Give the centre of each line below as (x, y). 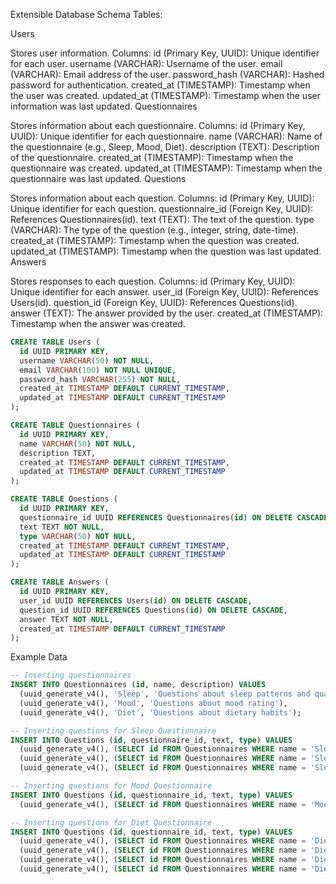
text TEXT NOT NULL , (62, 527)
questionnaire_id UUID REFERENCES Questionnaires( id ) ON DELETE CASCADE (174, 517)
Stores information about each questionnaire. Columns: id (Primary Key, (158, 125)
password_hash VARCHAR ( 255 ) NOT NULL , (100, 379)
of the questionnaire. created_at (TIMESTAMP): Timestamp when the (152, 157)
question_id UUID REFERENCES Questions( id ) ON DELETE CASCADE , (153, 610)
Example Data (39, 657)
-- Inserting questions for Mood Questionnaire (111, 786)
